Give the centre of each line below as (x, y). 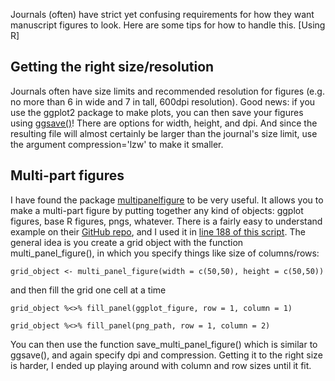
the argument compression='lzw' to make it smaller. (117, 144)
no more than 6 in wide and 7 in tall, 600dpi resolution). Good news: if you (163, 101)
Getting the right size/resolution (112, 67)
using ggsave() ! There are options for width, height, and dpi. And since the (164, 123)
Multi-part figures (67, 175)
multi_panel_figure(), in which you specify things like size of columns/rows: (165, 253)
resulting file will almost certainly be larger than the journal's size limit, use (164, 133)
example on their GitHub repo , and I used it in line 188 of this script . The (158, 231)
